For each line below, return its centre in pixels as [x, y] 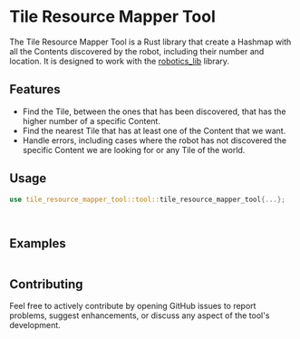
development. [35, 325]
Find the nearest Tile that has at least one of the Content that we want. [154, 131]
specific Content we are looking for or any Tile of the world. [134, 150]
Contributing [46, 284]
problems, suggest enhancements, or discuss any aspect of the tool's [140, 315]
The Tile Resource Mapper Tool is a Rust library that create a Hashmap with [150, 42]
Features [35, 89]
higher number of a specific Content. [92, 121]
